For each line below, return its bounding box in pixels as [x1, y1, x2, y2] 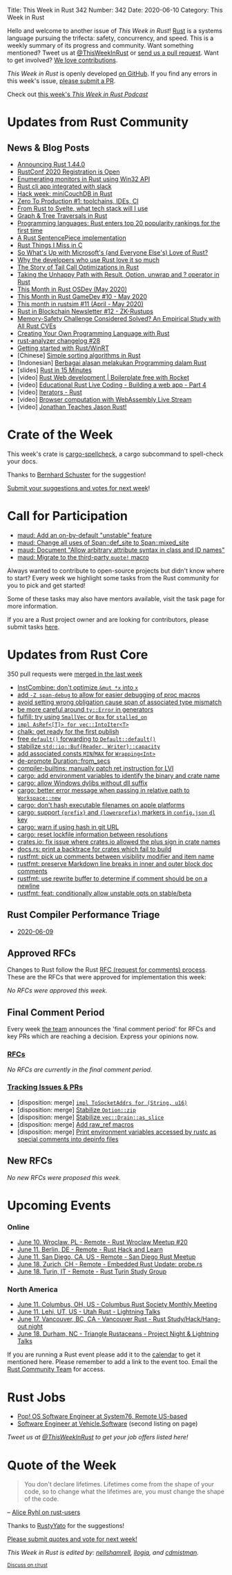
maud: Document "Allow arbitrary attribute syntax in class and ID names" [17, 546, 225, 554]
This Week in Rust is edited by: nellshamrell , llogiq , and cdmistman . [7, 1549, 199, 1557]
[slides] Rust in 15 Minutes [17, 366, 92, 374]
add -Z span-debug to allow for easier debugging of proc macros [17, 690, 200, 699]
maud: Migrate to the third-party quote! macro [17, 553, 150, 561]
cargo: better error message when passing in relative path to [17, 786, 190, 794]
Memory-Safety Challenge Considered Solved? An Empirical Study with [17, 315, 221, 322]
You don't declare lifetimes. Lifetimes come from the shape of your [23, 1480, 215, 1489]
